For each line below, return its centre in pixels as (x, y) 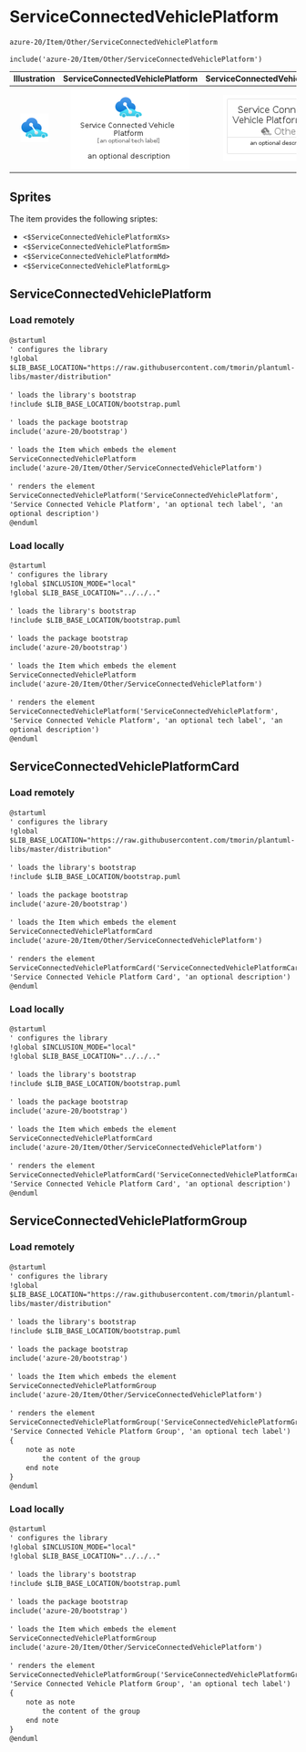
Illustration (35, 78)
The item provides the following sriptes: (84, 219)
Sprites (31, 197)
